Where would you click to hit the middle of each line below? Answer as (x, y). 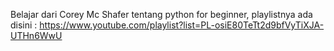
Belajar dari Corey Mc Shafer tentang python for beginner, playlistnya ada (161, 14)
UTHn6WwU (36, 35)
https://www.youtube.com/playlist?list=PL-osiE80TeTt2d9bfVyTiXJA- (182, 25)
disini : (24, 25)
